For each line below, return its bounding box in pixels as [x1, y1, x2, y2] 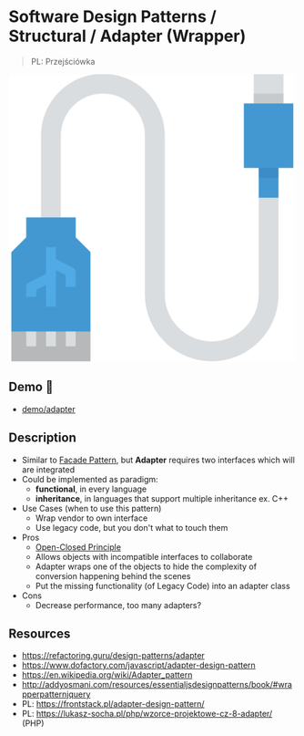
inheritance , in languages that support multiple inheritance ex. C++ [35, 492, 289, 503]
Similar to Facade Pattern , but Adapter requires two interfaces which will [21, 454, 295, 465]
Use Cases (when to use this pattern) [21, 503, 162, 513]
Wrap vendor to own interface [35, 513, 148, 523]
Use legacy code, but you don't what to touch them [35, 522, 228, 533]
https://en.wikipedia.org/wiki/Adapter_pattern [21, 669, 193, 680]
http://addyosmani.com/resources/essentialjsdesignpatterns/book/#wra [21, 679, 293, 690]
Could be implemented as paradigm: [21, 473, 158, 484]
